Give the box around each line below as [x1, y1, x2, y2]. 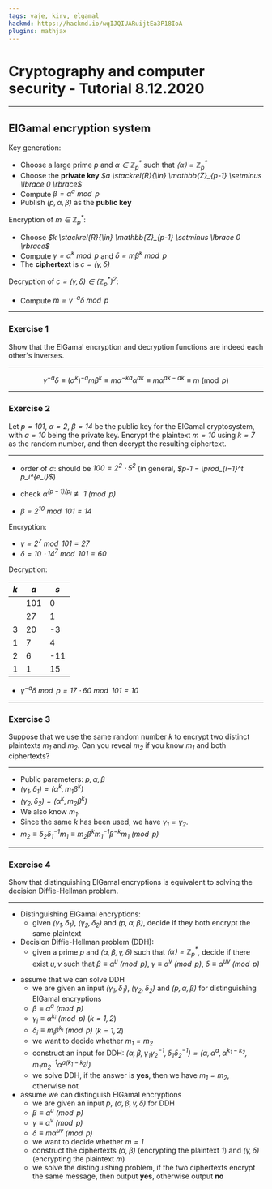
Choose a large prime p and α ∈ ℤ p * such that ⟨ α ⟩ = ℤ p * [19, 159, 208, 171]
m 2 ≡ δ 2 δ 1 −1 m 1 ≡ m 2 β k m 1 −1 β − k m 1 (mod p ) [19, 828, 159, 840]
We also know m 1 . [19, 806, 80, 818]
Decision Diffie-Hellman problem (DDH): [19, 937, 155, 946]
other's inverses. [8, 350, 65, 360]
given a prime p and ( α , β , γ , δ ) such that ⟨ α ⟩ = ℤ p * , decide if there [32, 946, 251, 959]
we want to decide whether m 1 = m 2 [32, 1036, 154, 1048]
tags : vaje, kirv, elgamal [8, 11, 100, 20]
